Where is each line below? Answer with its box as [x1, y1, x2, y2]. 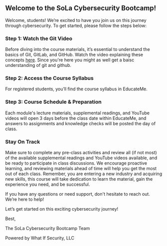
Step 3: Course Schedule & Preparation [5, 98, 102, 105]
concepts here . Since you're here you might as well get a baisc [5, 57, 135, 63]
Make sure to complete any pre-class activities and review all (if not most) [5, 150, 157, 155]
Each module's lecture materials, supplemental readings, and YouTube [5, 110, 150, 116]
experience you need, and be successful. [5, 182, 90, 187]
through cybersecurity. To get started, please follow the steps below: [5, 22, 147, 28]
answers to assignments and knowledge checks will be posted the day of [5, 120, 156, 126]
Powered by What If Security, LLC [5, 235, 75, 241]
